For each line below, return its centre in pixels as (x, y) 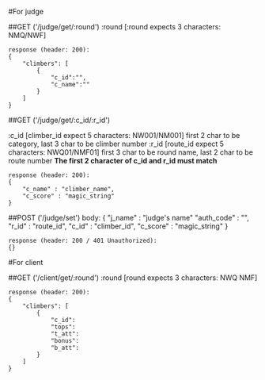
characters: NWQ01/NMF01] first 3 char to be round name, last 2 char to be (131, 152)
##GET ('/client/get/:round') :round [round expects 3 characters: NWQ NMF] (133, 278)
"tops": (63, 327)
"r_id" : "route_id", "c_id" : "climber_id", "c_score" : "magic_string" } (118, 226)
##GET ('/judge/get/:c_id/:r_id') (59, 120)
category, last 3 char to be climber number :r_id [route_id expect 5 (116, 144)
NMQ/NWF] (27, 35)
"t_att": (65, 334)
